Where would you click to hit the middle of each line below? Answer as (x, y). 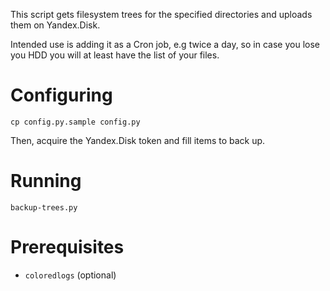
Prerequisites (67, 247)
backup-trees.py (44, 207)
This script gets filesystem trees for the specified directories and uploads (161, 14)
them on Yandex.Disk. (55, 25)
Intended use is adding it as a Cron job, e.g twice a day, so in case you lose (165, 44)
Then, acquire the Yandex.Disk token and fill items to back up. (138, 140)
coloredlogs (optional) (70, 275)
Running (46, 181)
